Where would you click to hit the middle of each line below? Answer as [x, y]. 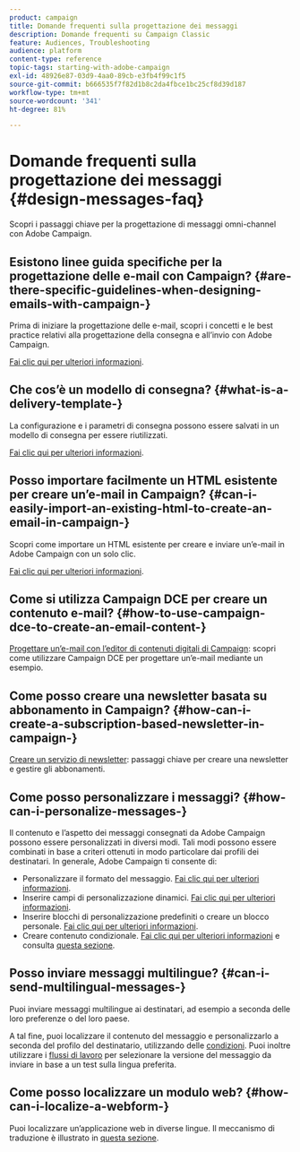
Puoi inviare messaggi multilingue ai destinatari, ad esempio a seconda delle [150, 1009]
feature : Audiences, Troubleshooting [80, 43]
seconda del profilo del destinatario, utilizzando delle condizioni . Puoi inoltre [150, 1045]
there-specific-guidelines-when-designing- [135, 290]
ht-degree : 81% [38, 109]
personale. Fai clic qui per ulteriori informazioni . [110, 926]
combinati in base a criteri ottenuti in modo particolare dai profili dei [134, 852]
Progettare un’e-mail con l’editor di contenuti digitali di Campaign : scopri [142, 649]
